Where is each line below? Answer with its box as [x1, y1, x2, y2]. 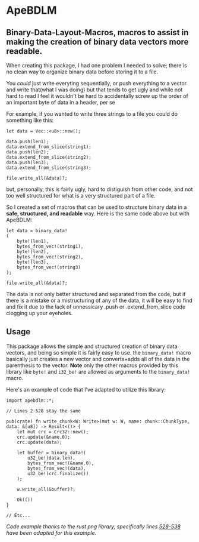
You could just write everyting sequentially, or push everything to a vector [6, 80, 187, 87]
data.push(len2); [6, 149, 49, 155]
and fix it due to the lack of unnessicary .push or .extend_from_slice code [6, 303, 186, 310]
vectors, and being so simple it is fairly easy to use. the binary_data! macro [6, 349, 191, 356]
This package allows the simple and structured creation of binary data [6, 343, 178, 350]
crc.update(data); [17, 439, 62, 445]
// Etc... [6, 512, 31, 518]
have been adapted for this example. [6, 529, 97, 536]
